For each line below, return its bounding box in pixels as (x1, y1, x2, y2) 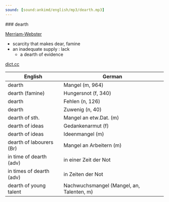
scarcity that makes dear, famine (12, 41, 80, 47)
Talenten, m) (63, 188, 94, 195)
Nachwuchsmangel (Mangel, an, (63, 182, 140, 189)
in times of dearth (8, 167, 49, 174)
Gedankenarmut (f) (63, 122, 109, 129)
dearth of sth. (8, 114, 40, 121)
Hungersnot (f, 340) (63, 89, 112, 96)
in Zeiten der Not (63, 170, 103, 177)
